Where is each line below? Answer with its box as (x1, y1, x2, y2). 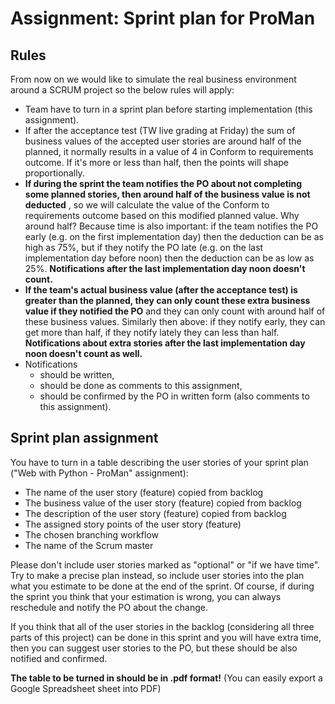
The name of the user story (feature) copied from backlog (24, 486, 264, 498)
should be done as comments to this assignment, (39, 380, 243, 391)
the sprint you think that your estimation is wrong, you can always (10, 590, 282, 602)
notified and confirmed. (10, 652, 108, 664)
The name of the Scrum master (24, 539, 154, 551)
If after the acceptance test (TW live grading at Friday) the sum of (24, 125, 296, 136)
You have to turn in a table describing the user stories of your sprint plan (10, 456, 309, 468)
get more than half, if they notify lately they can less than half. (24, 327, 280, 338)
